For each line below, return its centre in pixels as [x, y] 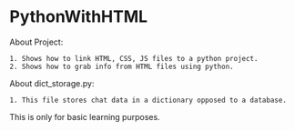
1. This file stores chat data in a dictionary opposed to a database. [148, 100]
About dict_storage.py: [52, 83]
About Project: [36, 42]
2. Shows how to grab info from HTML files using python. [122, 66]
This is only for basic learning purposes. [85, 116]
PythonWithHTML [79, 17]
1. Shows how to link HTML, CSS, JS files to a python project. [134, 58]
